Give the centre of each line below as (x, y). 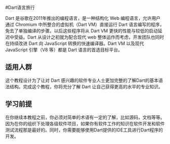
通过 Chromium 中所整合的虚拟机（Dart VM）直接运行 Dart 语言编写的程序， (85, 25)
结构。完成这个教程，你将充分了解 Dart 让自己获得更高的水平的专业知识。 (86, 86)
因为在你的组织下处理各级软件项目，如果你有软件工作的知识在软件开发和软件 (85, 123)
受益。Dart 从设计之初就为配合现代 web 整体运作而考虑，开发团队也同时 (89, 37)
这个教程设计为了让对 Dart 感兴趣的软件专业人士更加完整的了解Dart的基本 (82, 80)
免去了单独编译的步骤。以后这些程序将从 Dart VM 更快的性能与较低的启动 (82, 31)
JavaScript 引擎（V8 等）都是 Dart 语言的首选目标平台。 (64, 50)
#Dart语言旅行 (20, 7)
